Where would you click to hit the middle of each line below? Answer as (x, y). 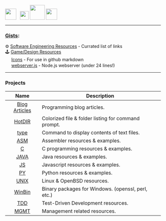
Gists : (12, 36)
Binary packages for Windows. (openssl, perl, (95, 189)
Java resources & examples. (74, 157)
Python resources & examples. (77, 173)
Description (100, 95)
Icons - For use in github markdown (47, 60)
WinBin (22, 192)
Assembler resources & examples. (81, 140)
